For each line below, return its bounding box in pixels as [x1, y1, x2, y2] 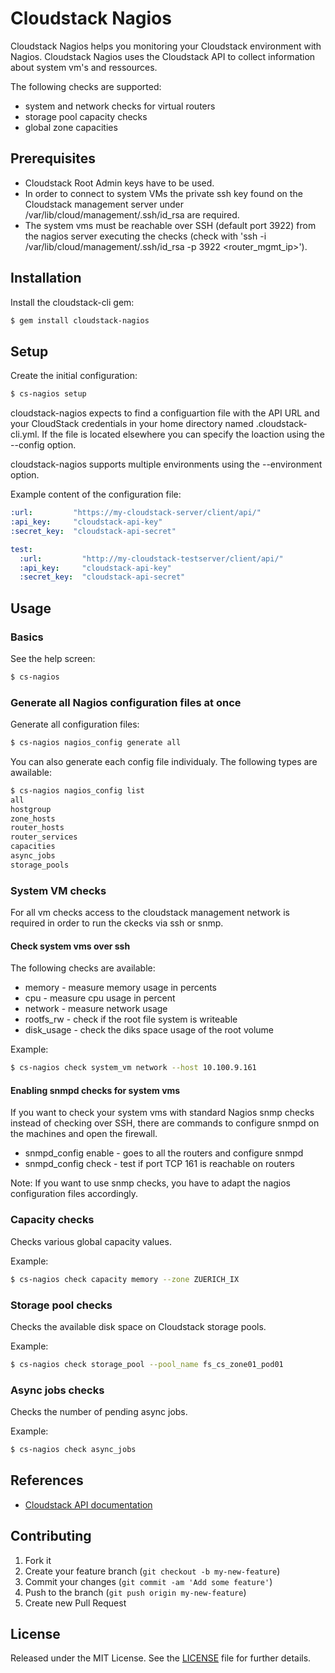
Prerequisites [10, 150, 96, 167]
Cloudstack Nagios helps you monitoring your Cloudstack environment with [10, 40, 322, 52]
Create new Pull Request [24, 1597, 127, 1609]
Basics [10, 630, 44, 644]
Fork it [24, 1554, 52, 1566]
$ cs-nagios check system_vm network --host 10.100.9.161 [10, 1063, 257, 1073]
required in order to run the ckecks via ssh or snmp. [10, 917, 224, 929]
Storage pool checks [10, 1298, 113, 1312]
